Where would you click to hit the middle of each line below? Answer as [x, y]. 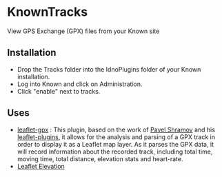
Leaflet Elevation [41, 166]
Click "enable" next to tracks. [59, 91]
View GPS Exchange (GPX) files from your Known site [83, 31]
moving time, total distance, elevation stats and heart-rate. [100, 158]
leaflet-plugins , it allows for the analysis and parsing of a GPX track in [116, 137]
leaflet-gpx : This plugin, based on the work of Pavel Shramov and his [116, 129]
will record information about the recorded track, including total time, [115, 152]
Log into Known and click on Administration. [80, 84]
